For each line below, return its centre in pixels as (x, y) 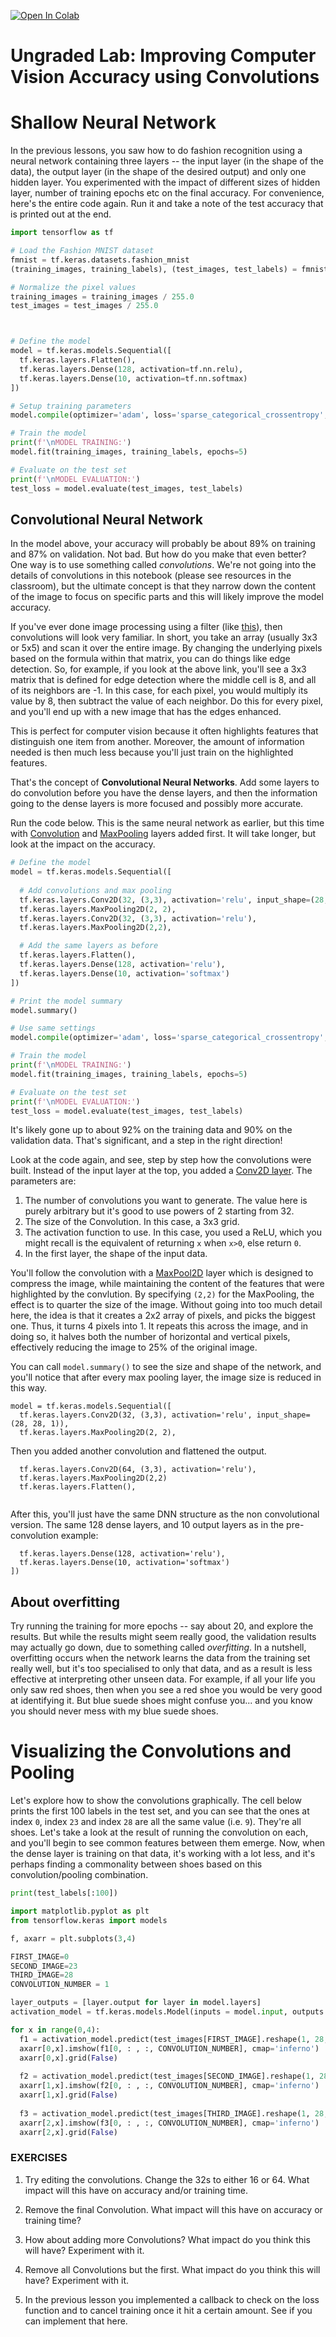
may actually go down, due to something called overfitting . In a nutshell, (158, 1647)
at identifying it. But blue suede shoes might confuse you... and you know (161, 1701)
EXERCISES (39, 2158)
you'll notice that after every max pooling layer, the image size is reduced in (166, 1377)
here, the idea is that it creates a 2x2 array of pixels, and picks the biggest (163, 1316)
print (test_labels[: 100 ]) (64, 1893)
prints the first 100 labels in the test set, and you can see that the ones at (160, 1811)
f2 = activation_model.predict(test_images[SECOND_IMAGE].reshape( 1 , (167, 2076)
